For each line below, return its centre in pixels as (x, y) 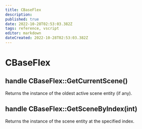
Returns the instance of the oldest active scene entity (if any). (69, 93)
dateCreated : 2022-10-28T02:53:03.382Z (47, 38)
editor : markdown (23, 33)
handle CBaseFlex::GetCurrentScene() (66, 81)
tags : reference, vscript (32, 29)
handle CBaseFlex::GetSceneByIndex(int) (71, 109)
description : (19, 15)
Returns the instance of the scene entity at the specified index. (70, 121)
